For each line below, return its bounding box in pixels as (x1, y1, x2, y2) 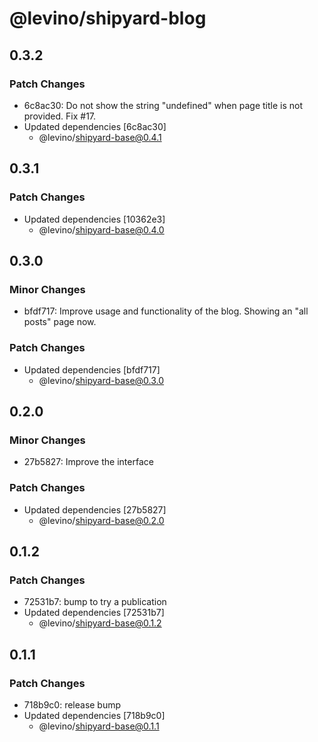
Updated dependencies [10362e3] (23, 213, 166, 225)
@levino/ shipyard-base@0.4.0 (38, 223, 165, 236)
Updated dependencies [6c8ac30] (23, 120, 167, 132)
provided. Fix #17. (23, 110, 97, 122)
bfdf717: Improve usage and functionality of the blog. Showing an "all (23, 305, 309, 317)
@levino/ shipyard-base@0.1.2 (38, 617, 162, 629)
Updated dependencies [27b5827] (23, 503, 167, 516)
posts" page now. (23, 316, 97, 328)
